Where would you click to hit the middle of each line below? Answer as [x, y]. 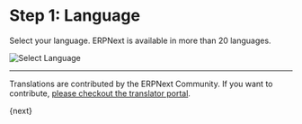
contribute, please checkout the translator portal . [100, 93]
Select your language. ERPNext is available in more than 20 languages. [140, 40]
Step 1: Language [75, 16]
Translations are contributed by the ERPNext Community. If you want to [141, 84]
